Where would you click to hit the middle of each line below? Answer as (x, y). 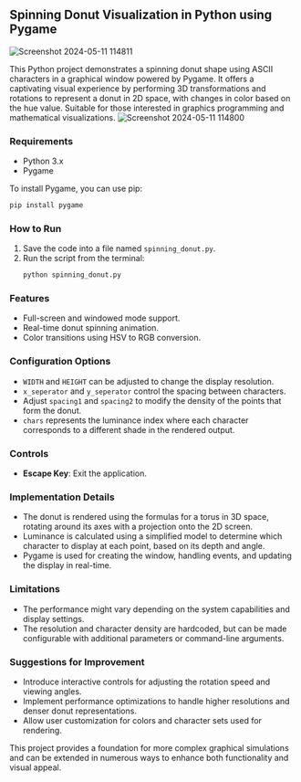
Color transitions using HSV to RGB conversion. (112, 338)
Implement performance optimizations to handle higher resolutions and (156, 701)
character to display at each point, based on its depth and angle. (144, 546)
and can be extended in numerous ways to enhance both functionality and (149, 757)
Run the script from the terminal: (83, 259)
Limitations (35, 589)
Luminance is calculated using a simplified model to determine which (152, 536)
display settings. (53, 618)
